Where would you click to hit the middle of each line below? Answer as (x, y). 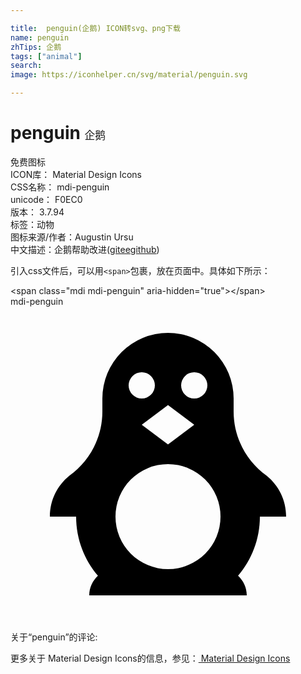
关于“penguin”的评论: (54, 637)
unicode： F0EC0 (46, 199)
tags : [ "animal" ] (46, 56)
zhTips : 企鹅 (36, 47)
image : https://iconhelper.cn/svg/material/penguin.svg (129, 75)
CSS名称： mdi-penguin (60, 187)
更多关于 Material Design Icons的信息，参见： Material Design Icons (150, 658)
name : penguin (40, 37)
